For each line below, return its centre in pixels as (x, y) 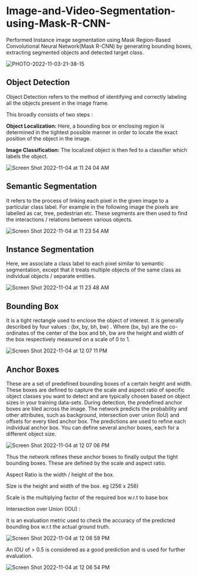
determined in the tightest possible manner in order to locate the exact (92, 132)
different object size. (31, 434)
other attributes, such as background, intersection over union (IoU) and (93, 415)
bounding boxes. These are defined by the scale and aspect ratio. (86, 463)
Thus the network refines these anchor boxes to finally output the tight (92, 457)
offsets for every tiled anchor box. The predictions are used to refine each (96, 421)
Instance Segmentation (50, 249)
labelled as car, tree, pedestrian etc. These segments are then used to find (97, 213)
